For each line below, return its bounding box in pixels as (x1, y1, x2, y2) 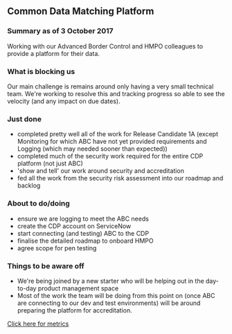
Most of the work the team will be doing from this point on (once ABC (17, 291, 215, 299)
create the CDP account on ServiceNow (17, 221, 132, 230)
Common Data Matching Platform (7, 6, 154, 17)
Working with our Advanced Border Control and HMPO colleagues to (7, 41, 203, 50)
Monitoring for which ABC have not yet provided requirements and (17, 138, 207, 146)
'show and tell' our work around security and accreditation (17, 167, 185, 175)
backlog (17, 181, 41, 189)
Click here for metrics (7, 319, 69, 328)
